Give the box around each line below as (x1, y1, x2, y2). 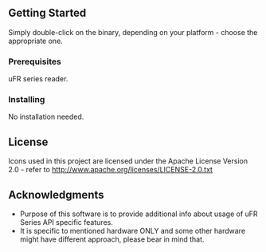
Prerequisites (8, 56, 61, 67)
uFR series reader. (8, 74, 68, 84)
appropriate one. (8, 36, 64, 45)
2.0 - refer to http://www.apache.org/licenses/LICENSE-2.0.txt (8, 165, 213, 175)
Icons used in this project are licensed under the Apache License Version (8, 156, 248, 166)
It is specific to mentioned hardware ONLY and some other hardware (19, 226, 245, 236)
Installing (8, 94, 45, 105)
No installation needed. (8, 112, 84, 122)
